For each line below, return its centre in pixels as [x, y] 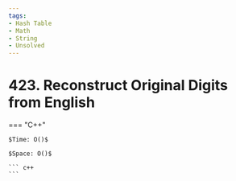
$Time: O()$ [28, 140]
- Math [19, 31]
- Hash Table [30, 23]
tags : [17, 16]
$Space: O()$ [30, 154]
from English [52, 103]
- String [23, 38]
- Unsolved [27, 46]
